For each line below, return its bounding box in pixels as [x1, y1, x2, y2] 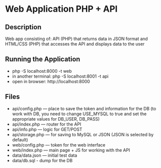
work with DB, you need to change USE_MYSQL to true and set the [12, 111, 147, 117]
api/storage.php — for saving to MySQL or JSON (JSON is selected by [12, 131, 154, 137]
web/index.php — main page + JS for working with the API [12, 147, 130, 153]
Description [5, 23, 41, 31]
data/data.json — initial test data [12, 152, 77, 158]
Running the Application [5, 55, 80, 63]
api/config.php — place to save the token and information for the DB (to [12, 105, 156, 111]
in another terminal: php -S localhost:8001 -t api [12, 73, 109, 79]
